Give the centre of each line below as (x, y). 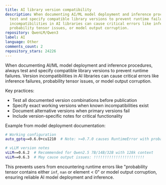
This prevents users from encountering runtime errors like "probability (76, 167)
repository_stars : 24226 (31, 51)
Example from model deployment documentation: (55, 125)
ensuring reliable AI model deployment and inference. (60, 177)
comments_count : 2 (24, 46)
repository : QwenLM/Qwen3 (32, 33)
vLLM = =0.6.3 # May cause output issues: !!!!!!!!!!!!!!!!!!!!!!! (75, 157)
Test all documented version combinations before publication (75, 100)
